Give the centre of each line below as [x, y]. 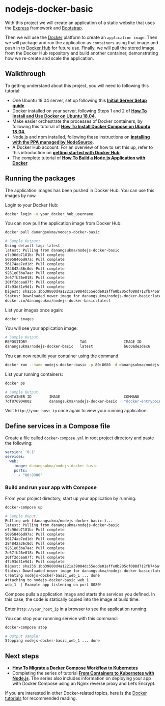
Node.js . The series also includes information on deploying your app [82, 678]
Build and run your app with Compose [51, 487]
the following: [19, 443]
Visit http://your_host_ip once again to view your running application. [77, 411]
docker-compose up [24, 507]
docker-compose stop [26, 627]
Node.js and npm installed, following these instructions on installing [81, 137]
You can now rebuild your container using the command [62, 356]
